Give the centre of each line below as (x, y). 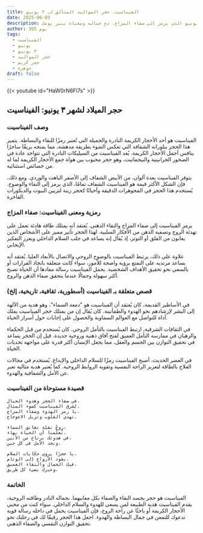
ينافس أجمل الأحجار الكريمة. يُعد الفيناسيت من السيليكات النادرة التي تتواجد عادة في (101, 153)
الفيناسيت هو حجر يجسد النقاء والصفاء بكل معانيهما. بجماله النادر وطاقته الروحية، (96, 498)
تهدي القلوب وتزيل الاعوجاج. (42, 417)
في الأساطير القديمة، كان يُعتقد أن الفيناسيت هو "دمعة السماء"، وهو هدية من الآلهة (98, 304)
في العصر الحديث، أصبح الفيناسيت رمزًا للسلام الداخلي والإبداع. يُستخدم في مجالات (99, 360)
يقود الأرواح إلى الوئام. (38, 459)
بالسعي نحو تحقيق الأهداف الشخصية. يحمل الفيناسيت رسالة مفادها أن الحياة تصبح (98, 269)
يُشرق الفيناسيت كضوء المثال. (43, 406)
